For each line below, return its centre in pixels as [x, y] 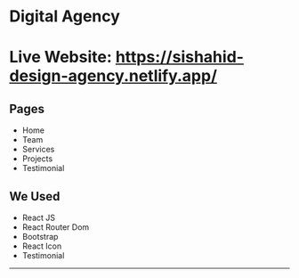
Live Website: [61, 57]
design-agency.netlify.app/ [113, 76]
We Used [35, 196]
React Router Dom [56, 227]
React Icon [42, 246]
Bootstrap [40, 237]
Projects [37, 159]
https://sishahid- [180, 57]
